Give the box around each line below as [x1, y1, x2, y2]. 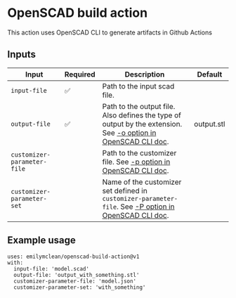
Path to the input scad [102, 81, 175, 91]
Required [64, 69, 96, 79]
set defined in [102, 186, 147, 195]
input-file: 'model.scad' [13, 265, 90, 272]
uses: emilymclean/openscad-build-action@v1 [7, 253, 140, 260]
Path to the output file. [102, 101, 176, 111]
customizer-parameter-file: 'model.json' [13, 278, 137, 285]
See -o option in [102, 128, 157, 138]
